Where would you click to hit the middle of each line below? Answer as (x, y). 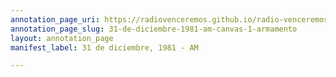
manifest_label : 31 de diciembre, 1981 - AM (104, 47)
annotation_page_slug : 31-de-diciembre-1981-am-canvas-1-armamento (154, 29)
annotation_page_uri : (55, 19)
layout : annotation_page (62, 38)
